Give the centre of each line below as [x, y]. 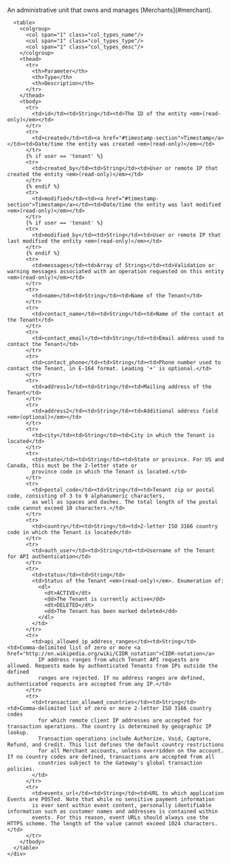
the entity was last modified [177, 205]
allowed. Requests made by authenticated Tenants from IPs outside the [112, 666]
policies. [21, 769]
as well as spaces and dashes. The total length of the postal [125, 502]
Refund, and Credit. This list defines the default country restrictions [116, 745]
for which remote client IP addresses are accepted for [120, 720]
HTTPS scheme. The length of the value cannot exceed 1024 [94, 824]
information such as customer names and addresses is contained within [112, 811]
